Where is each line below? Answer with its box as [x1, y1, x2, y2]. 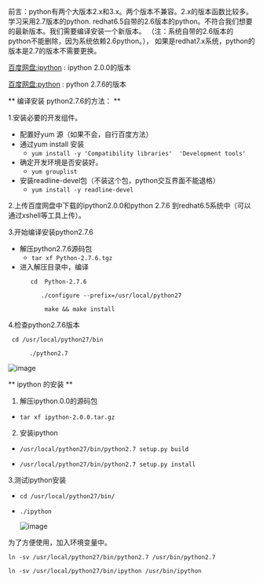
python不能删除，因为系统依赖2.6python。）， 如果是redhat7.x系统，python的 [8, 36, 255, 46]
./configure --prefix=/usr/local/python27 [40, 291, 182, 299]
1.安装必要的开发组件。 [8, 113, 82, 122]
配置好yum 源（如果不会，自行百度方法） [19, 130, 153, 139]
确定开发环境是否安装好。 [19, 158, 103, 167]
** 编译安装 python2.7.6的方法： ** [8, 97, 121, 105]
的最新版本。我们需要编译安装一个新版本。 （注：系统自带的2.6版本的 [8, 27, 234, 35]
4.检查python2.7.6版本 [8, 321, 80, 329]
